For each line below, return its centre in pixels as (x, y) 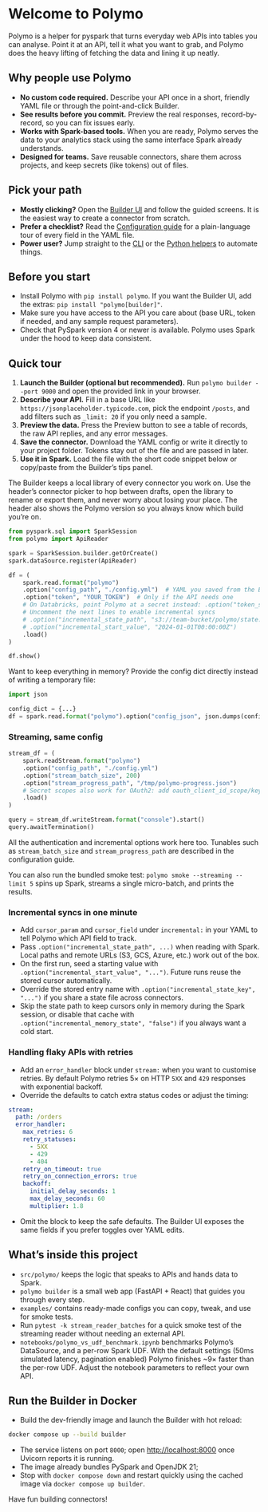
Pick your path (45, 190)
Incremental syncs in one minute (73, 912)
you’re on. (25, 517)
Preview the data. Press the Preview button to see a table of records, (134, 425)
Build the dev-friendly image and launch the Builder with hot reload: (131, 1420)
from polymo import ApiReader (59, 539)
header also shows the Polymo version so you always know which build (126, 508)
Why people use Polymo (70, 78)
